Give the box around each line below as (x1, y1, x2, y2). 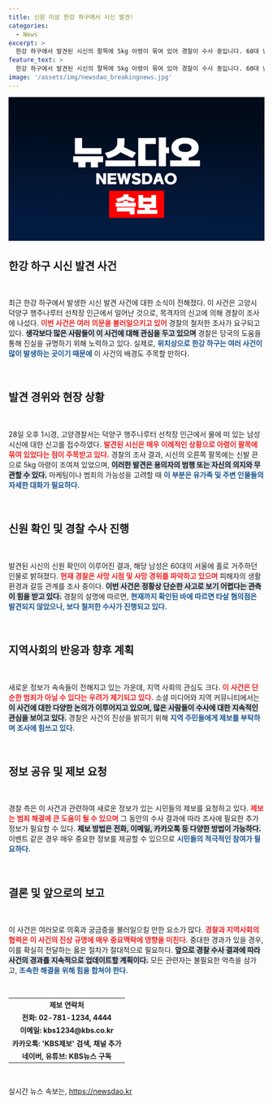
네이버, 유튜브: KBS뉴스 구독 (21, 1051, 112, 1061)
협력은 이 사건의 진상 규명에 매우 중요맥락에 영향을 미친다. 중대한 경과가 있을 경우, (8, 935, 264, 945)
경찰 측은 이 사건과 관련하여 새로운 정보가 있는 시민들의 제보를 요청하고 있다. (8, 803, 249, 813)
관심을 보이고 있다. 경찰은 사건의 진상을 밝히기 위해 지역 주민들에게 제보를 (8, 712, 240, 723)
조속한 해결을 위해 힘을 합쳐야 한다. (19, 966, 128, 976)
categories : (8, 21, 49, 30)
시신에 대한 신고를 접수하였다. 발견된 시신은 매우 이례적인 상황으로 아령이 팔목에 (8, 439, 258, 449)
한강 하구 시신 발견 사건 (8, 259, 118, 272)
